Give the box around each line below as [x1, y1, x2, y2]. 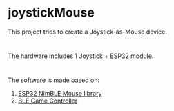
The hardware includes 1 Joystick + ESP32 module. [8, 52, 154, 60]
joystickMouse [8, 5, 95, 21]
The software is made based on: [8, 76, 99, 84]
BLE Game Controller [17, 97, 78, 105]
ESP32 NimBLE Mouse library [17, 90, 102, 98]
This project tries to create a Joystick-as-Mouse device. [8, 28, 168, 36]
